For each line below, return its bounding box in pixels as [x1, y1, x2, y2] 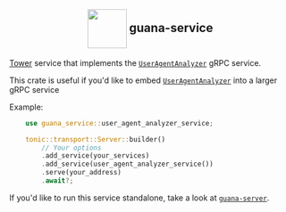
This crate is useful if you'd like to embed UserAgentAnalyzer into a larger [9, 75, 278, 86]
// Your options [41, 143, 102, 152]
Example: [9, 102, 44, 112]
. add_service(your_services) [41, 151, 150, 160]
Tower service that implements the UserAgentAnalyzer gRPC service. [9, 57, 262, 68]
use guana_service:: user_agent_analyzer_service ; [25, 118, 214, 127]
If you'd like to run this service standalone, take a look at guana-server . [9, 192, 270, 203]
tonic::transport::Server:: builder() [25, 135, 166, 143]
